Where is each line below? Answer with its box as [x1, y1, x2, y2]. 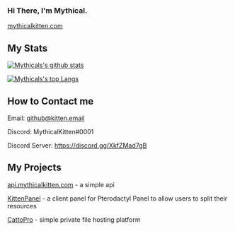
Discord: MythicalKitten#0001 [7, 127, 94, 136]
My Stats [7, 42, 48, 54]
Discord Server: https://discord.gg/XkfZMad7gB [7, 141, 147, 150]
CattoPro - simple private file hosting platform [7, 215, 141, 224]
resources [7, 201, 37, 210]
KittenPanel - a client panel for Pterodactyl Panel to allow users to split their [7, 194, 228, 203]
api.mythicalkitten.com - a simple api [7, 180, 115, 189]
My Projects [7, 162, 62, 174]
